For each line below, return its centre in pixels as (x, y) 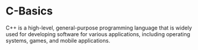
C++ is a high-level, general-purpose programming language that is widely (99, 28)
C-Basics (29, 11)
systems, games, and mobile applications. (58, 40)
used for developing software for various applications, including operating (98, 34)
